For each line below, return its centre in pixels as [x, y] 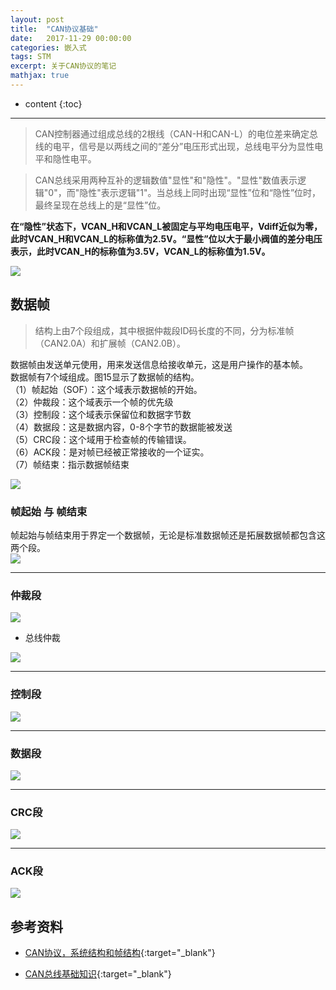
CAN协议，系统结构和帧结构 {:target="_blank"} [120, 953]
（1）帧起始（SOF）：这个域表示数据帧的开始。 [106, 389]
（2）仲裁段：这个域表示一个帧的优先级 [92, 402]
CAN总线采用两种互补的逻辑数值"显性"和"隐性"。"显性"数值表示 [166, 180]
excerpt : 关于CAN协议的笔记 [63, 66]
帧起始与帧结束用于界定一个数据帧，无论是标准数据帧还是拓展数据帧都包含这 [168, 535]
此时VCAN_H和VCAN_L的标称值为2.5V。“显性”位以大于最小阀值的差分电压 [166, 238]
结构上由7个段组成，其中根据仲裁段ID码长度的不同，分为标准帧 [164, 330]
